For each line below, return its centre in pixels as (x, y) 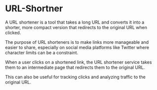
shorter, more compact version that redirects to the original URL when (76, 27)
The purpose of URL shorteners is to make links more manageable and (77, 42)
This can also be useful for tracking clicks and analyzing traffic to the (75, 77)
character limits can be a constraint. (42, 53)
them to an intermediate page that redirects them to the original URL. (75, 67)
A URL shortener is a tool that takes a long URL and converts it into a (75, 22)
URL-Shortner (34, 9)
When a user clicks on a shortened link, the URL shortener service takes (78, 62)
